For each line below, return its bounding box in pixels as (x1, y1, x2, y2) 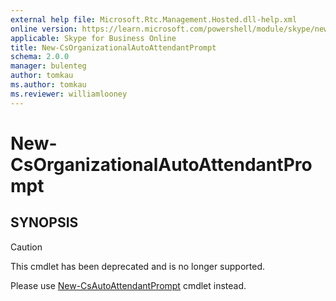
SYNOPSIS (10, 214, 79, 231)
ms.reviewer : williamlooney (10, 89, 128, 99)
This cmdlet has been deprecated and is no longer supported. (10, 260, 266, 272)
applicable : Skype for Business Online (10, 33, 177, 43)
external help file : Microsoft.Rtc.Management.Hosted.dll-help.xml (10, 14, 298, 25)
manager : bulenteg (10, 61, 87, 71)
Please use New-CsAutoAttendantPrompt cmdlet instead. (10, 279, 247, 291)
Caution (10, 241, 43, 253)
